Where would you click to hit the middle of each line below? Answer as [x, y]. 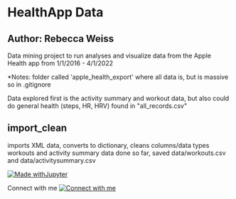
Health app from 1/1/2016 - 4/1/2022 [60, 63]
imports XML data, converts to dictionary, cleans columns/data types [108, 145]
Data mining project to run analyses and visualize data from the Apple [109, 55]
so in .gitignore [29, 85]
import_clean [37, 128]
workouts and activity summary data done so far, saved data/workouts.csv [117, 153]
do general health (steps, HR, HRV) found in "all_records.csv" [97, 106]
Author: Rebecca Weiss [61, 39]
